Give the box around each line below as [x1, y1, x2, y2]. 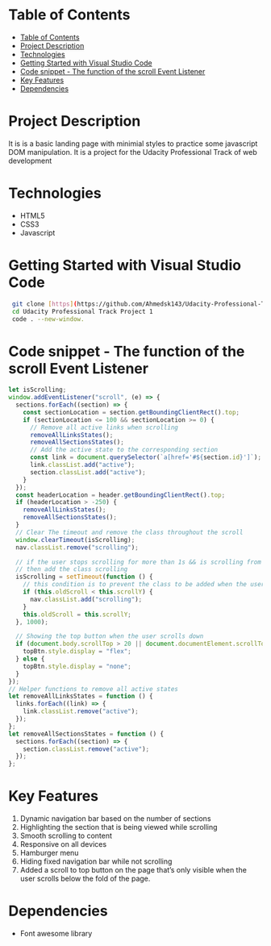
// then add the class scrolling [15, 565, 128, 573]
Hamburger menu [19, 848, 79, 858]
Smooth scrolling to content [19, 831, 113, 840]
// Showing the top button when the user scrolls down [15, 632, 204, 640]
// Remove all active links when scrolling [29, 423, 179, 431]
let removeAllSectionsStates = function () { [8, 730, 164, 738]
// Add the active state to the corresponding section [29, 446, 219, 454]
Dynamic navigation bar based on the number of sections [19, 814, 211, 823]
